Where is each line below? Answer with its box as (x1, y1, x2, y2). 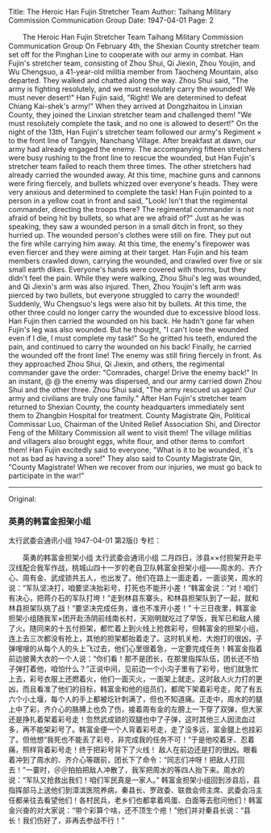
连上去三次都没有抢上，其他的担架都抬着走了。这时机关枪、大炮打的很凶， (8, 634, 256, 644)
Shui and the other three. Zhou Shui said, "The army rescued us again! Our (8, 385, 256, 395)
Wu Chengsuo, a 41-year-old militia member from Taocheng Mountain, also (8, 67, 259, 76)
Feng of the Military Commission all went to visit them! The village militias (8, 428, 252, 438)
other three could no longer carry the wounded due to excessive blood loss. (8, 307, 261, 317)
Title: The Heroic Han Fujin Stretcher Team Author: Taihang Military (8, 7, 231, 16)
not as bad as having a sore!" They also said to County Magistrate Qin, (8, 454, 244, 463)
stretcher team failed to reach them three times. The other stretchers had (8, 162, 252, 171)
